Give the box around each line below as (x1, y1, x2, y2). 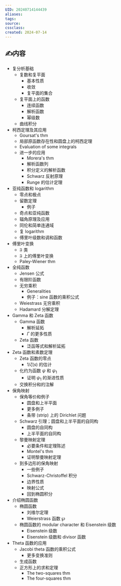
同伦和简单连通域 (19, 222, 54, 228)
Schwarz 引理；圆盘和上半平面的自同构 (19, 418, 99, 425)
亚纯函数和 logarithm (12, 185, 54, 191)
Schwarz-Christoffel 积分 (26, 473, 77, 479)
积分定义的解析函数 (26, 167, 66, 173)
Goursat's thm (19, 132, 48, 138)
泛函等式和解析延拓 (26, 343, 66, 349)
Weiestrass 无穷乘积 (19, 300, 60, 306)
